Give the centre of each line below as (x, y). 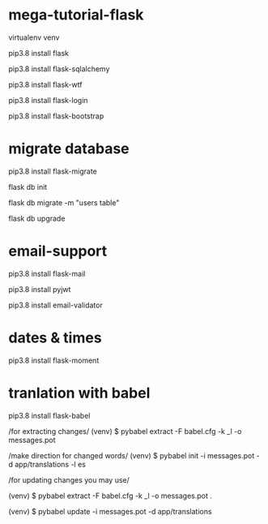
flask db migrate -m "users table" (64, 202)
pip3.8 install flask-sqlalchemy (59, 69)
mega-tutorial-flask (76, 15)
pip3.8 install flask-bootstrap (56, 116)
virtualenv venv (34, 37)
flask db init (28, 187)
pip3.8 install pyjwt (40, 289)
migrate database (69, 149)
